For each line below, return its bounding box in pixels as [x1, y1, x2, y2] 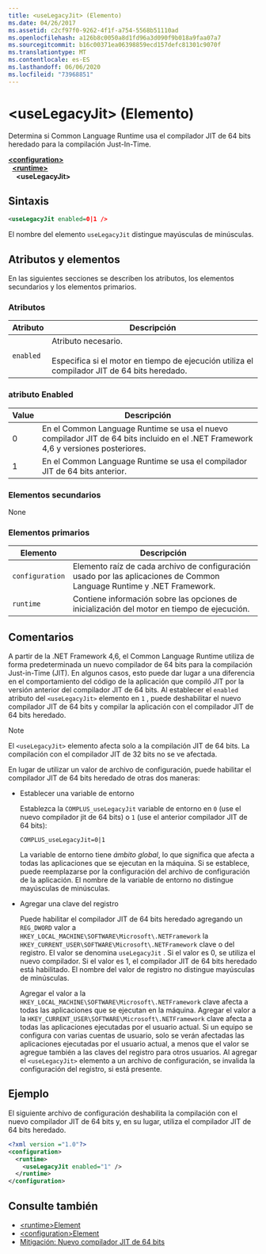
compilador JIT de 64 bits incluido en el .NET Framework [42, 433, 253, 444]
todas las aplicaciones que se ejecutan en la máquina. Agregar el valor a [19, 1005, 256, 1015]
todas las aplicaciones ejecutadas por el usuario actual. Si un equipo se [19, 1023, 253, 1032]
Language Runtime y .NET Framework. [72, 581, 216, 592]
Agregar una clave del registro [19, 899, 119, 909]
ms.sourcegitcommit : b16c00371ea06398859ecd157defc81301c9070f [8, 41, 222, 49]
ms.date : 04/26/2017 [8, 19, 77, 27]
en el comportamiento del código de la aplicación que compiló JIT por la [8, 677, 245, 686]
